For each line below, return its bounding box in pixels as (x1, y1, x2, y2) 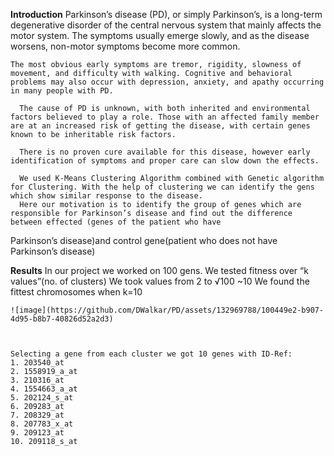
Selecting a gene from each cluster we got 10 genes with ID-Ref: (10, 349, 293, 359)
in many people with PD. (10, 86, 114, 96)
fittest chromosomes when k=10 (10, 286, 143, 298)
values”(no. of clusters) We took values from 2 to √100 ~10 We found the (10, 275, 310, 287)
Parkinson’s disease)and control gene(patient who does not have (10, 235, 278, 246)
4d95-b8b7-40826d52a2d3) (10, 314, 114, 324)
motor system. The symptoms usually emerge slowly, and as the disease (10, 30, 310, 41)
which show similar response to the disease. (10, 191, 203, 201)
